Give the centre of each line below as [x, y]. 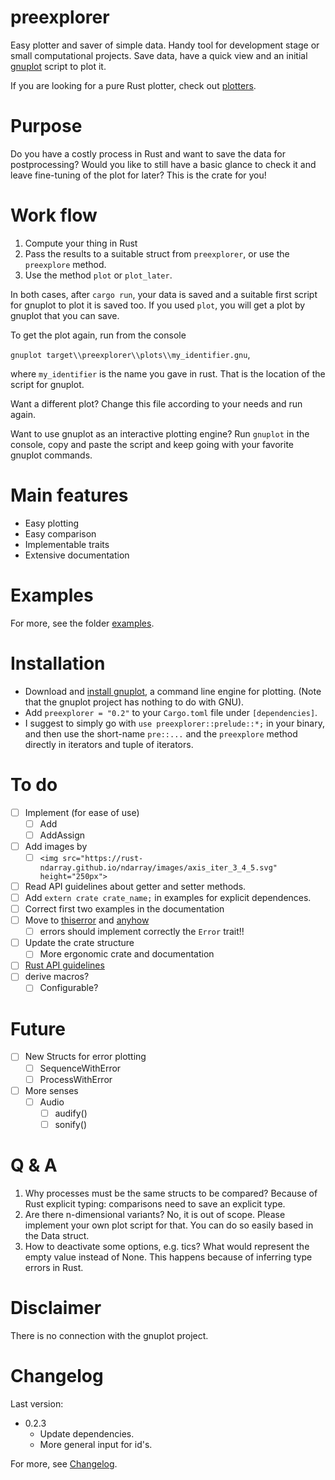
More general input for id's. [96, 1444]
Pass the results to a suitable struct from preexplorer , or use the [157, 253]
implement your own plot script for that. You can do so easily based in [169, 1225]
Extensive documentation [77, 555]
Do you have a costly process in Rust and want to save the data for [148, 153]
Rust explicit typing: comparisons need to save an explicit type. [155, 1203]
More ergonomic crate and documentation [127, 954]
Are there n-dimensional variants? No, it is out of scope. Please [155, 1214]
